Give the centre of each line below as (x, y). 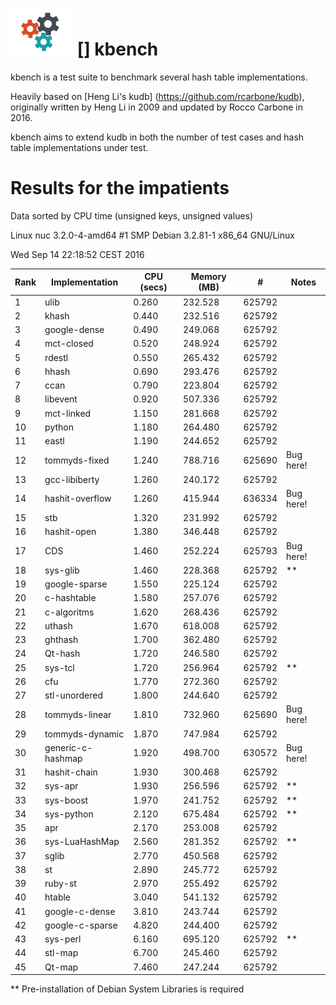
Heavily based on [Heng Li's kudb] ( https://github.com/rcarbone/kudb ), (157, 96)
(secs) (153, 287)
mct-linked (68, 413)
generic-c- (68, 747)
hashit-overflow (78, 499)
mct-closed (69, 344)
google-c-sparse (81, 925)
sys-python (69, 814)
